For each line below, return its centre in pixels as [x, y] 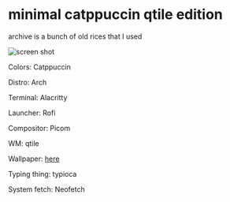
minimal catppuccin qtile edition [115, 15]
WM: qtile [24, 143]
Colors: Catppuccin [39, 67]
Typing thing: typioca [43, 174]
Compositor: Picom [39, 128]
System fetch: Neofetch [46, 189]
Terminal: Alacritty [38, 97]
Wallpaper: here [34, 159]
